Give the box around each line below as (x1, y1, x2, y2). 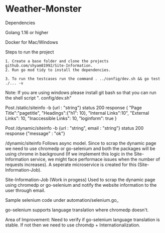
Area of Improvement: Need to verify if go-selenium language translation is (5, 216, 160, 222)
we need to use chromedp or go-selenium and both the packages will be (5, 145, 155, 151)
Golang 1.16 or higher (5, 29, 49, 35)
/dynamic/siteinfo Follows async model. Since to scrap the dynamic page (5, 140, 156, 146)
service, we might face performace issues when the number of (30, 156, 160, 162)
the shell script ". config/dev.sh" (5, 95, 72, 101)
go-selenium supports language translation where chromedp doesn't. (5, 207, 149, 213)
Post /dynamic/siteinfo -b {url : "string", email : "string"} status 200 (5, 125, 144, 131)
